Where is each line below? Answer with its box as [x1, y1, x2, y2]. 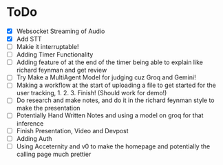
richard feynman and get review [16, 66, 107, 75]
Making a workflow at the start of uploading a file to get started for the [16, 81, 216, 90]
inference [16, 119, 44, 128]
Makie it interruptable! [16, 43, 79, 51]
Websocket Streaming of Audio [16, 27, 105, 35]
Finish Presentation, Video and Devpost [16, 126, 129, 135]
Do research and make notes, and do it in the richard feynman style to [16, 96, 215, 104]
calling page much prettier [16, 150, 92, 158]
